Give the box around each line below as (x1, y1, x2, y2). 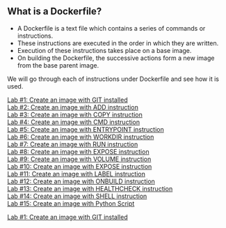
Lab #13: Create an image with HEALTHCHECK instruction (7, 184, 173, 192)
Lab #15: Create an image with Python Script (7, 199, 135, 208)
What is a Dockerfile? (7, 6, 102, 17)
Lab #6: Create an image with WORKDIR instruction (7, 132, 154, 141)
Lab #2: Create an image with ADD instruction (7, 102, 139, 111)
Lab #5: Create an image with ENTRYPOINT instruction (7, 125, 165, 133)
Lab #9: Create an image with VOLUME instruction (7, 155, 152, 163)
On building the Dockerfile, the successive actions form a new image (17, 54, 215, 62)
